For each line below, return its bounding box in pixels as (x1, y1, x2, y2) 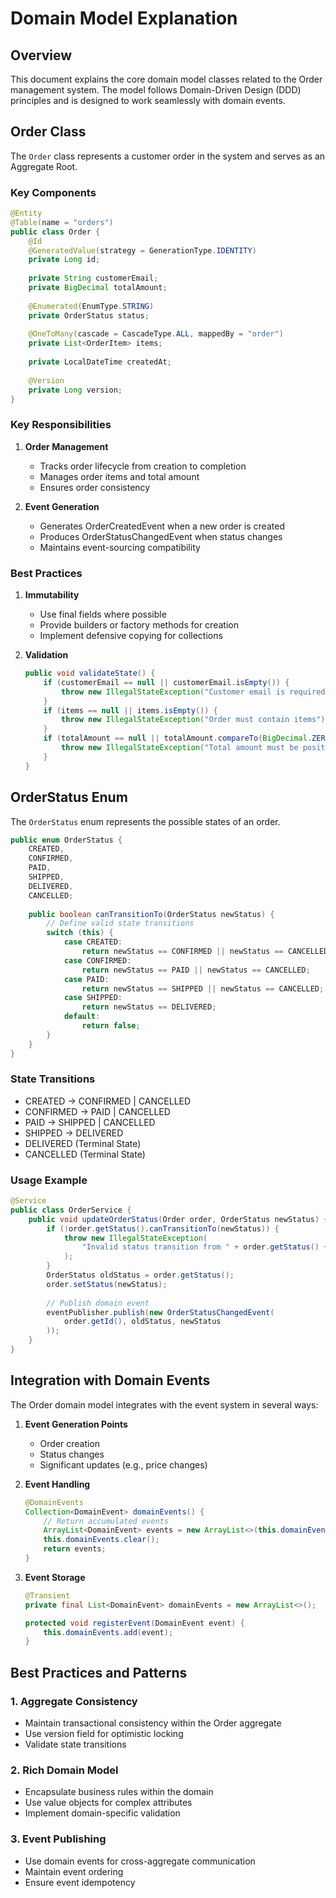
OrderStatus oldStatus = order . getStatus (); (46, 1270, 235, 1281)
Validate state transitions (24, 1738, 127, 1750)
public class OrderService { (10, 1205, 132, 1215)
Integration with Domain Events (10, 1372, 211, 1389)
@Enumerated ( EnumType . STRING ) (28, 301, 155, 311)
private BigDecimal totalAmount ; (28, 283, 168, 293)
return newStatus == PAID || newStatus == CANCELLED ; (81, 965, 311, 975)
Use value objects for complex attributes (24, 1797, 193, 1809)
